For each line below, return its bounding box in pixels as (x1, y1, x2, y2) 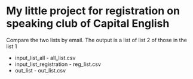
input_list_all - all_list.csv (14, 54, 76, 61)
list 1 (6, 43, 17, 50)
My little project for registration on (6, 4, 180, 18)
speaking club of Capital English (6, 17, 170, 30)
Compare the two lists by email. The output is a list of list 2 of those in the (6, 36, 187, 43)
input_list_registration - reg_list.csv (14, 61, 102, 68)
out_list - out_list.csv (14, 67, 66, 74)
